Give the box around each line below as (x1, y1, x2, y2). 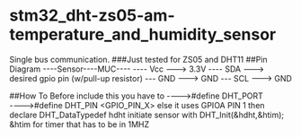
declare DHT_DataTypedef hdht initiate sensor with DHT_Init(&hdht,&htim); (9, 109, 285, 120)
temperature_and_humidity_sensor (9, 24, 277, 45)
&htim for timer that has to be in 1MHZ (9, 118, 150, 130)
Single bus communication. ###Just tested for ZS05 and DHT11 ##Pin (9, 54, 268, 64)
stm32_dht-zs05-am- (9, 5, 175, 26)
